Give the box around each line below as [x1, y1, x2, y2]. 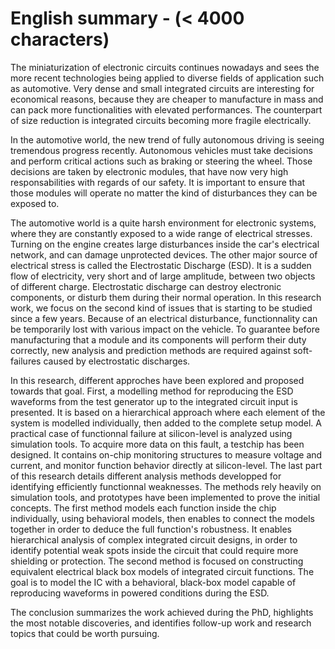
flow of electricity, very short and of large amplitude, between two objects [10, 270, 316, 282]
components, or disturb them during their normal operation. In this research [10, 291, 322, 303]
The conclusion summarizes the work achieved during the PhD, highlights [10, 606, 314, 618]
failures [10, 355, 42, 367]
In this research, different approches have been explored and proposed [10, 374, 305, 386]
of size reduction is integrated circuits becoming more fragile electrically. [10, 114, 312, 126]
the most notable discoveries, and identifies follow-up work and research [10, 617, 312, 629]
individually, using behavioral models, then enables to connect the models [10, 512, 315, 524]
